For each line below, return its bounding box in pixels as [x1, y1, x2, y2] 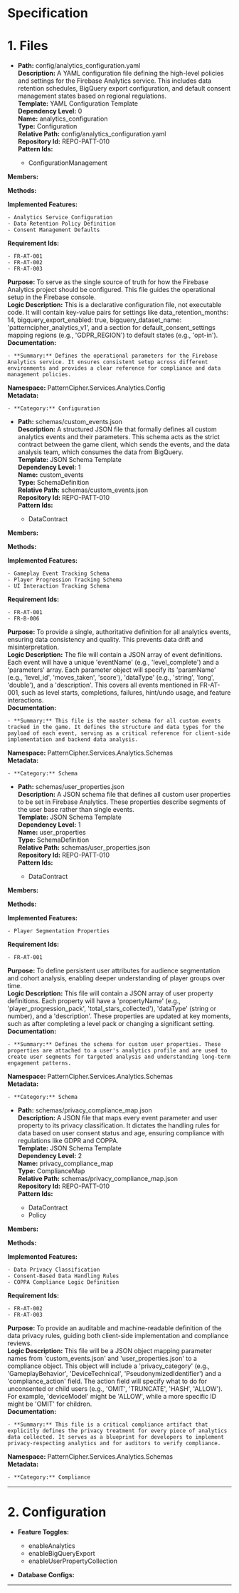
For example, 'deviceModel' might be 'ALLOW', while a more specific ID [7, 1392, 217, 1401]
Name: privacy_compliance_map [17, 1159, 114, 1168]
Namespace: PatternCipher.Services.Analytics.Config [7, 383, 166, 392]
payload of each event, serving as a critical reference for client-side [7, 730, 231, 737]
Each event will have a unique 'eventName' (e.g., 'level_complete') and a [7, 658, 219, 667]
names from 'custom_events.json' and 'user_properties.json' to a [7, 1355, 198, 1363]
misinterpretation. [7, 643, 59, 651]
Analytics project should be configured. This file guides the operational [7, 286, 216, 294]
